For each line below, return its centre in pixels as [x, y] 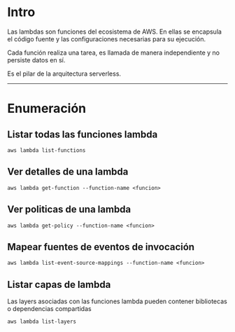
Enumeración [47, 109]
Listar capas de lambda [59, 284]
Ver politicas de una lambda [69, 210]
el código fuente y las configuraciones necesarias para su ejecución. [107, 39]
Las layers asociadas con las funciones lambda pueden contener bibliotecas [117, 301]
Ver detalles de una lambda [68, 172]
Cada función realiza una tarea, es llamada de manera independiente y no [114, 53]
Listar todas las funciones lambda [83, 134]
